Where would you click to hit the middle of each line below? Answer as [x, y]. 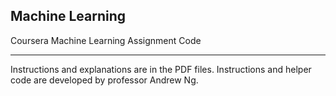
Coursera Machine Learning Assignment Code [106, 40]
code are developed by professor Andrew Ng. [104, 80]
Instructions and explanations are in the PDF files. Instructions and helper [161, 69]
